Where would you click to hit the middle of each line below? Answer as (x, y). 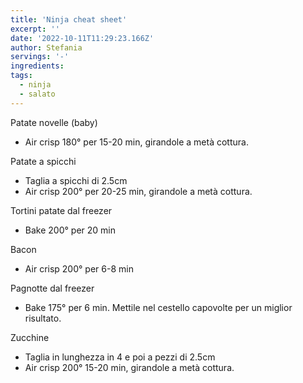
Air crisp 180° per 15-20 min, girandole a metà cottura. (136, 142)
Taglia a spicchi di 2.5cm (76, 180)
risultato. (43, 318)
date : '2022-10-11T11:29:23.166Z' (82, 38)
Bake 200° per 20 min (70, 230)
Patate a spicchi (43, 161)
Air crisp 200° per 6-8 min (79, 268)
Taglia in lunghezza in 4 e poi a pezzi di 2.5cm (120, 357)
